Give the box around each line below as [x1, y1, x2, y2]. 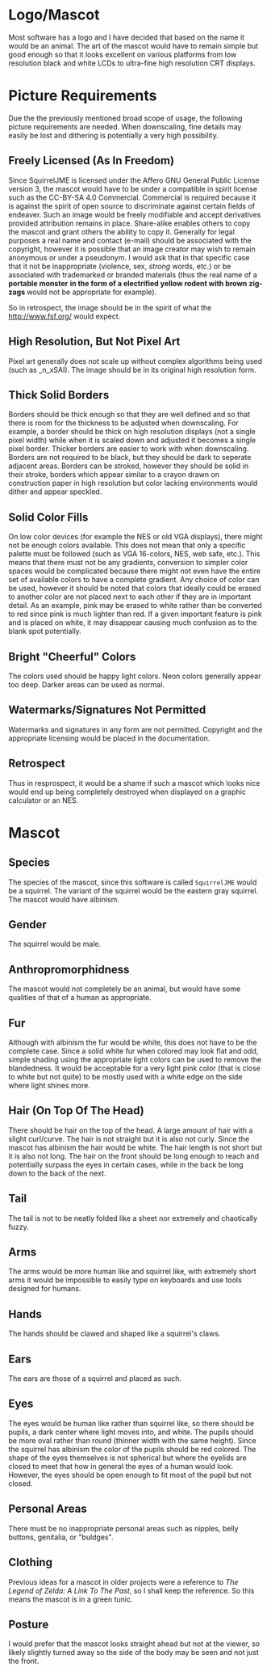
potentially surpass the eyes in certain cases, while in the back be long [8, 1159, 244, 1169]
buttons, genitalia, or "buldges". [8, 1532, 114, 1542]
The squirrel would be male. [8, 939, 102, 949]
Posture [8, 1617, 49, 1631]
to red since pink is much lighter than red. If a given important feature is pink [8, 609, 262, 619]
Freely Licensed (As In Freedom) [8, 154, 175, 167]
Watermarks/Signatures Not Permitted [8, 703, 206, 717]
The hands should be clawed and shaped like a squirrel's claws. [8, 1328, 221, 1339]
